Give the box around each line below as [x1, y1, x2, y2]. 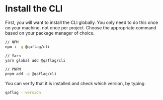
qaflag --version [5, 90, 41, 95]
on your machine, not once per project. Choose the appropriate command [5, 24, 157, 30]
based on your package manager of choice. [5, 30, 95, 36]
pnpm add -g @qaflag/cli [5, 72, 57, 77]
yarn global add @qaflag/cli [5, 58, 66, 63]
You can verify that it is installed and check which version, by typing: [5, 81, 146, 87]
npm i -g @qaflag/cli [5, 44, 50, 49]
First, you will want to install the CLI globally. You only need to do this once [5, 19, 158, 25]
